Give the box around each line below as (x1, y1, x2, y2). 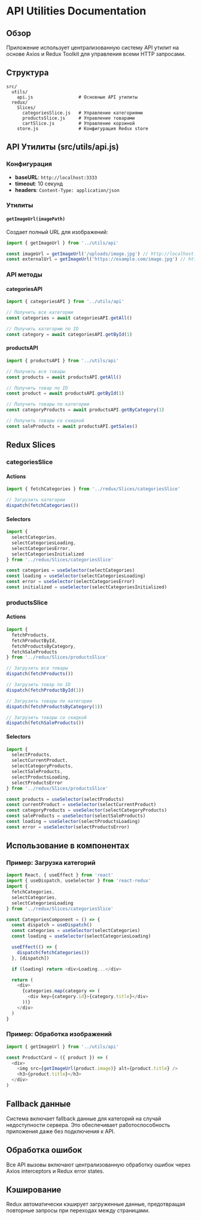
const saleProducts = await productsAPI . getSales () (6, 423, 138, 429)
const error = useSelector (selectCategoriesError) (6, 579, 135, 585)
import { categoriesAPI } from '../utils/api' (6, 299, 124, 305)
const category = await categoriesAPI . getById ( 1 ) (6, 331, 133, 337)
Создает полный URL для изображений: (6, 228, 109, 235)
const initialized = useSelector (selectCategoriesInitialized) (6, 584, 167, 590)
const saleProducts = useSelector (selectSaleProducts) (6, 813, 146, 819)
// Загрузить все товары (6, 665, 68, 671)
